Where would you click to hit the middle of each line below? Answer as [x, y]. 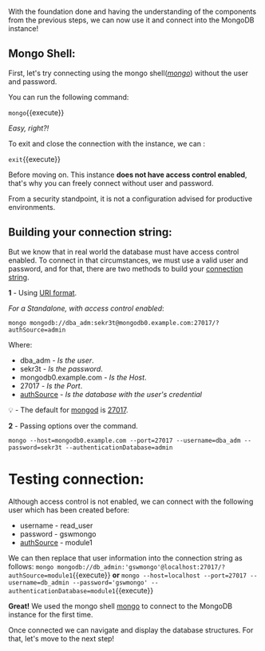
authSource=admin [37, 330]
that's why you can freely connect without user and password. [111, 183]
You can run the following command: [69, 97]
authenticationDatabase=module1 [62, 591]
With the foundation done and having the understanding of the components [132, 12]
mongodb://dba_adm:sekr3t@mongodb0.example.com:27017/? [124, 323]
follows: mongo [31, 566]
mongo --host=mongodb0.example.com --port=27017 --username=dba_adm [125, 440]
